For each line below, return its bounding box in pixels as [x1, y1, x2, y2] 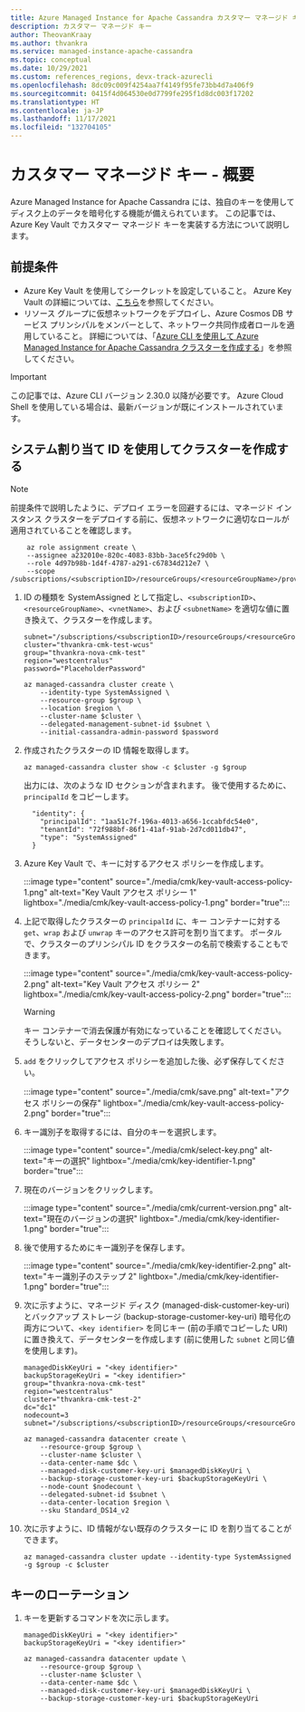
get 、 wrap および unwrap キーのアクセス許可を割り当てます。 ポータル [23, 926, 282, 938]
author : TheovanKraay [10, 30, 92, 39]
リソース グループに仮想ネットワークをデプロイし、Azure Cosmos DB [23, 307, 284, 318]
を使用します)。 [23, 1345, 82, 1356]
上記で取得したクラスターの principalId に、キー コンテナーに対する [23, 915, 281, 926]
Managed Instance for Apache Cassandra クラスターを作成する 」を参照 [23, 342, 292, 353]
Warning [23, 1006, 55, 1017]
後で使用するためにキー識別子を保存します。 [23, 1242, 190, 1253]
